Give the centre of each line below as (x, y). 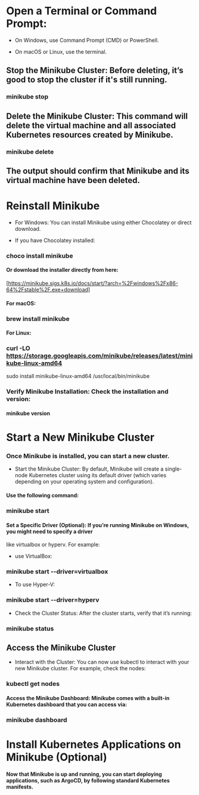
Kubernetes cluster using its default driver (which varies (98, 475)
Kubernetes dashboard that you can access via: (67, 704)
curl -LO (18, 348)
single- (173, 469)
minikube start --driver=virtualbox (57, 572)
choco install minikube (40, 256)
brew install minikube (38, 318)
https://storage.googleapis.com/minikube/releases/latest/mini (99, 356)
